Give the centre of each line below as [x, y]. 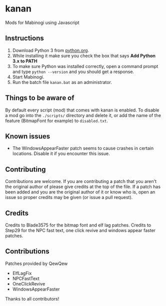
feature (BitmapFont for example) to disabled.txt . [57, 120]
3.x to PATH [25, 61]
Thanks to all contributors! [32, 298]
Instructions [24, 38]
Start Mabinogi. [28, 77]
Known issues [28, 136]
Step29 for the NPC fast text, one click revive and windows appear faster [80, 230]
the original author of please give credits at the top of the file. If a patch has [83, 187]
